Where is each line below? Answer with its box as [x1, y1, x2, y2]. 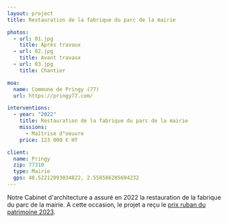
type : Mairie [13, 168, 51, 175]
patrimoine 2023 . [7, 207, 56, 216]
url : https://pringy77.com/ [13, 92, 94, 99]
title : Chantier [19, 67, 66, 74]
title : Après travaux [19, 42, 81, 49]
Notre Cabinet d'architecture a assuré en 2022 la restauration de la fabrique [7, 193, 221, 201]
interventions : [7, 104, 51, 112]
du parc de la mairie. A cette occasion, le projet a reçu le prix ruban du [7, 200, 206, 209]
